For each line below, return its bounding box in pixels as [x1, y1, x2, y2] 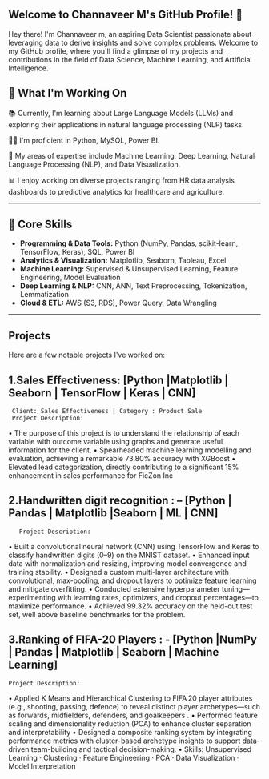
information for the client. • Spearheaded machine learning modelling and [8, 445, 252, 455]
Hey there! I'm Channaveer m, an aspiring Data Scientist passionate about [8, 29, 252, 38]
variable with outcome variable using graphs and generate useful [8, 437, 223, 447]
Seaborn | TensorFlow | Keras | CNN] [8, 386, 196, 400]
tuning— [221, 584, 250, 593]
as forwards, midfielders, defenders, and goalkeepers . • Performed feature [8, 710, 258, 720]
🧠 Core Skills [8, 218, 73, 231]
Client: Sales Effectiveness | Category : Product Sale [11, 408, 203, 416]
